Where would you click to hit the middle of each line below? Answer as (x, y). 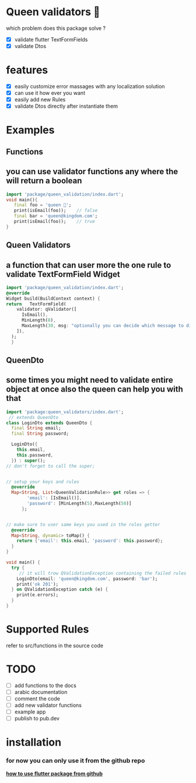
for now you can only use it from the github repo (76, 761)
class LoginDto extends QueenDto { (49, 423)
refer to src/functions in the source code (55, 645)
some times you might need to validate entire (90, 380)
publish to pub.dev (37, 719)
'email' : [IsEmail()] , (55, 498)
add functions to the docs (45, 685)
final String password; (40, 434)
